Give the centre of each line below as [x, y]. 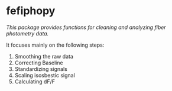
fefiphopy [31, 11]
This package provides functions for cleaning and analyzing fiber [86, 27]
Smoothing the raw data [44, 56]
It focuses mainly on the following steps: [55, 45]
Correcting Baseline [39, 63]
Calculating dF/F [35, 82]
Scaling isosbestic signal [45, 75]
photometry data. [27, 33]
